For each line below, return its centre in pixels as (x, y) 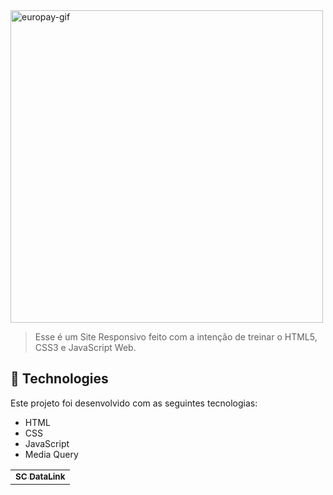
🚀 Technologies (59, 379)
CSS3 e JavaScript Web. (85, 347)
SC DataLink (40, 476)
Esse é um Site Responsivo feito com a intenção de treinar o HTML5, (176, 337)
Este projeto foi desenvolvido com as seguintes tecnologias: (134, 403)
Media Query (51, 454)
